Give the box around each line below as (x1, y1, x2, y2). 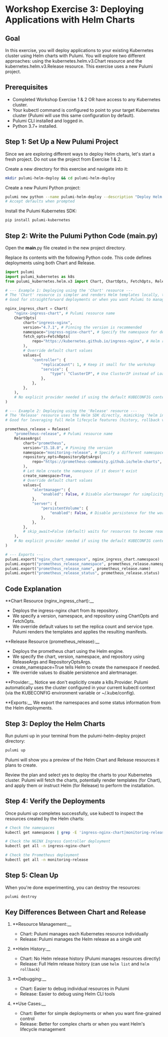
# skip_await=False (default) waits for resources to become (23, 529, 153, 534)
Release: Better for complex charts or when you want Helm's (19, 1021, 145, 1027)
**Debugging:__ (12, 976, 46, 982)
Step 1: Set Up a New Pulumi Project (5, 138, 118, 146)
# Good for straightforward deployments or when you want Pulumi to (5, 297, 151, 302)
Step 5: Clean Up (5, 871, 58, 880)
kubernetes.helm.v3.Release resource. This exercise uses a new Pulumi (5, 64, 153, 69)
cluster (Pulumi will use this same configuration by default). (12, 112, 135, 118)
